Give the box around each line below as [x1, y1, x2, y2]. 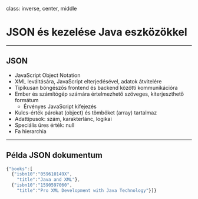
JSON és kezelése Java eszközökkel [6, 26, 187, 39]
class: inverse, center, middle [6, 5, 77, 12]
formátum [14, 96, 39, 103]
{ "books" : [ [6, 166, 33, 172]
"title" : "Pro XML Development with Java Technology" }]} [16, 188, 157, 194]
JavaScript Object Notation [14, 72, 81, 79]
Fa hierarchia [14, 127, 47, 134]
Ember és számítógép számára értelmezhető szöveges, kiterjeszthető [14, 90, 184, 97]
